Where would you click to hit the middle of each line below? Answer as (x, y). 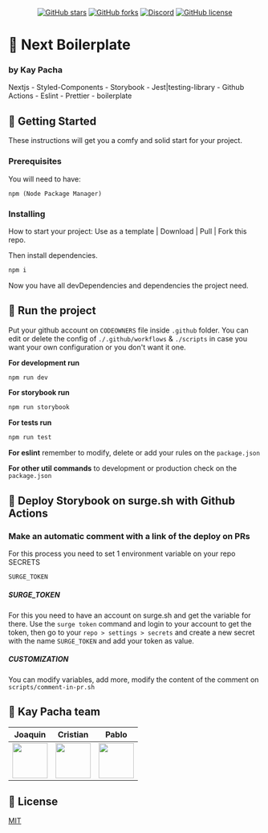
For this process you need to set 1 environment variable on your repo (122, 553)
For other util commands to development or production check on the (123, 468)
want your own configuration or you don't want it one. (97, 347)
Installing (27, 214)
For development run (44, 362)
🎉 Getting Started (53, 121)
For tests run (30, 423)
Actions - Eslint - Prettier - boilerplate (70, 96)
